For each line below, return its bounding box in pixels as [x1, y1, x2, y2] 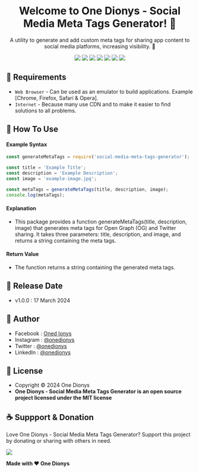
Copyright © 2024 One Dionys [14, 381, 90, 389]
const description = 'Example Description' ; [6, 171, 118, 176]
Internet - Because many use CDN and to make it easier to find [14, 100, 171, 108]
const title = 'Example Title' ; [6, 165, 86, 171]
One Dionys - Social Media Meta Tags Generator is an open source [14, 388, 182, 395]
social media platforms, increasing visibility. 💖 [44, 43, 156, 50]
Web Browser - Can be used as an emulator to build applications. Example [14, 88, 193, 95]
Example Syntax [6, 141, 48, 148]
